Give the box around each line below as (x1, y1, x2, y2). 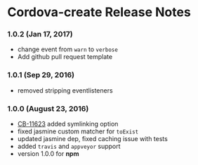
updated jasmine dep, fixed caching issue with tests (17, 135, 169, 143)
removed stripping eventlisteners (17, 86, 114, 95)
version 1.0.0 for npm (17, 150, 79, 158)
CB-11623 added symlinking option (17, 120, 119, 128)
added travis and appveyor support (17, 142, 121, 151)
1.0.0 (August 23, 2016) (7, 103, 89, 113)
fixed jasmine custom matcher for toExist (17, 127, 139, 136)
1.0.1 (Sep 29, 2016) (7, 70, 75, 80)
